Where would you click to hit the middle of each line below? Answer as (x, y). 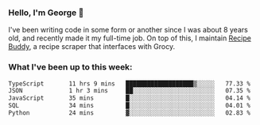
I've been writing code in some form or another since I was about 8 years (128, 30)
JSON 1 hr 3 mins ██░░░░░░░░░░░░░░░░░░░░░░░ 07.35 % (129, 91)
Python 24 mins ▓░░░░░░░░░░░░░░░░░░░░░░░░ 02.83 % (129, 113)
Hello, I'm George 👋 (46, 13)
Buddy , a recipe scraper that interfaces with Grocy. (92, 47)
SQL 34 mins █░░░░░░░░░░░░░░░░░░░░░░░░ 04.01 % (129, 106)
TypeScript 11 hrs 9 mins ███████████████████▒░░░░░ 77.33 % (129, 83)
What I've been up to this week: (70, 67)
